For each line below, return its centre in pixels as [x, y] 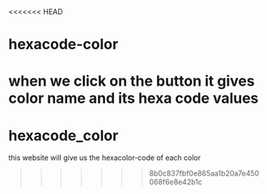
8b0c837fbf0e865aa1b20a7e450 [204, 174]
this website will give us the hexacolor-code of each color [105, 158]
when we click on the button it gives [131, 81]
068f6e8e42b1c [176, 182]
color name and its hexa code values [133, 98]
